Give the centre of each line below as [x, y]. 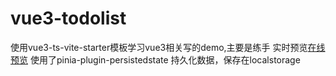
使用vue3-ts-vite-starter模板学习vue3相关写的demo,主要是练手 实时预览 [159, 47]
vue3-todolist [68, 18]
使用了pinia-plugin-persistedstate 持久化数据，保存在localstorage [165, 59]
